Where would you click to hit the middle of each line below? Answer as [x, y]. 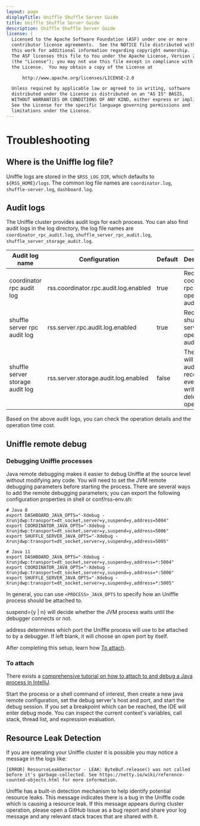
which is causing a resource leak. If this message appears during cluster [95, 804]
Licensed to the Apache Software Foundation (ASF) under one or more [99, 39]
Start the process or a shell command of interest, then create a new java [95, 694]
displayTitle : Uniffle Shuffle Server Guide [62, 17]
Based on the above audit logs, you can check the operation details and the [99, 419]
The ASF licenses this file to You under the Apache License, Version [101, 56]
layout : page [22, 12]
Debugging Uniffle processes [49, 461]
